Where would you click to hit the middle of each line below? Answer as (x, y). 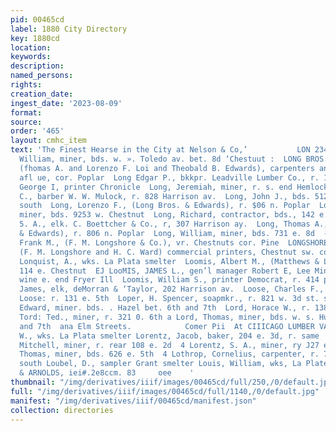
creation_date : (42, 94)
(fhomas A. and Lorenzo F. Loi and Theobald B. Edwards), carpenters (167, 168)
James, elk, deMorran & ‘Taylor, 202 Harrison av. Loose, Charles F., (172, 289)
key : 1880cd (35, 38)
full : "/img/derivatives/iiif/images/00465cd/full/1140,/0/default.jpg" (165, 391)
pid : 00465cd (37, 19)
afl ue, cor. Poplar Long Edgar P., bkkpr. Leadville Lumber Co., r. (169, 177)
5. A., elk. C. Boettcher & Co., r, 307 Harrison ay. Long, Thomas (165, 224)
